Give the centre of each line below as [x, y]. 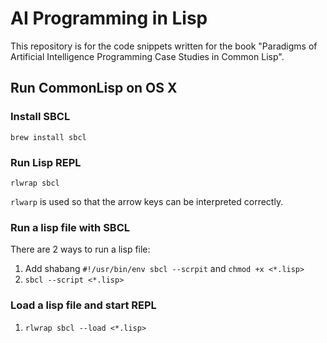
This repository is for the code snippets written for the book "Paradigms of [164, 46]
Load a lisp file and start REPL [83, 305]
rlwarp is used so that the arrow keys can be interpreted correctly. [147, 201]
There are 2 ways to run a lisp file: [80, 249]
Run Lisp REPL [46, 162]
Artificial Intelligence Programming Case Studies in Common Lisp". [147, 56]
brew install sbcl [48, 137]
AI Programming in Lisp [109, 18]
